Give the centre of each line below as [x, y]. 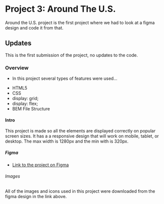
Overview [17, 68]
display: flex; [25, 103]
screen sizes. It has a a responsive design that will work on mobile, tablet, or [82, 136]
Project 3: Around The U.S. [60, 9]
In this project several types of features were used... [65, 78]
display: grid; [25, 99]
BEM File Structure [31, 109]
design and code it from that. [34, 27]
